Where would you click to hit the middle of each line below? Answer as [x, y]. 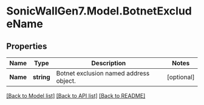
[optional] [181, 77]
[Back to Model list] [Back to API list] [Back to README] [76, 96]
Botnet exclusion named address [103, 73]
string [41, 77]
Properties [27, 46]
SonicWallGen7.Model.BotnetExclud [99, 11]
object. [66, 81]
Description [109, 63]
